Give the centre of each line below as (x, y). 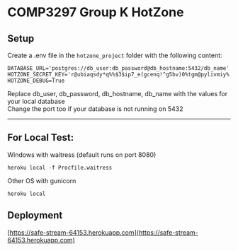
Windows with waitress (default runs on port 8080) (82, 154)
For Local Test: (41, 138)
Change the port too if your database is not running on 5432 (95, 109)
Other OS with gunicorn (42, 180)
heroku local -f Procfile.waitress (60, 168)
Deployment (35, 215)
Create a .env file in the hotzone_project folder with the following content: (115, 55)
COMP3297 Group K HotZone (96, 12)
